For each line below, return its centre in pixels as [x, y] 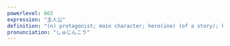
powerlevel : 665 [30, 13]
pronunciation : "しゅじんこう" [49, 32]
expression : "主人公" [36, 20]
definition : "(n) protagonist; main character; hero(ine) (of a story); [113, 26]
